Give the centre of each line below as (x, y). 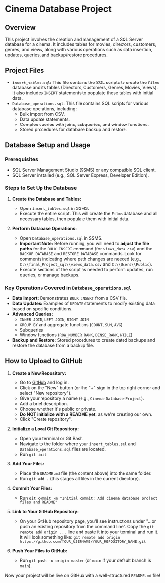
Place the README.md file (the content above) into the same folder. (85, 473)
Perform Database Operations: (44, 228)
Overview (21, 27)
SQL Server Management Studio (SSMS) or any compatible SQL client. (84, 170)
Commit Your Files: (32, 488)
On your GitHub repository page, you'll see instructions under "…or (88, 521)
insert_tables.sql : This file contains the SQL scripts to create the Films (86, 82)
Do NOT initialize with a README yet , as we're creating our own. (86, 414)
